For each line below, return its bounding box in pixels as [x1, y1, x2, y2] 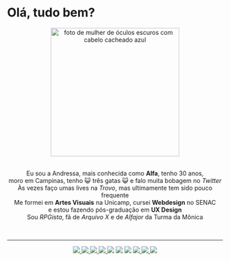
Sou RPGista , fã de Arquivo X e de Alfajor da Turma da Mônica [27, 212, 203, 221]
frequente [101, 190, 129, 199]
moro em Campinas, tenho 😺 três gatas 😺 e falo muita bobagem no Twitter [8, 176, 222, 184]
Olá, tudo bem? [7, 5, 96, 21]
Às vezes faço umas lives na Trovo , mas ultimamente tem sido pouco [17, 184, 213, 192]
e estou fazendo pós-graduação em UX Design [48, 206, 182, 214]
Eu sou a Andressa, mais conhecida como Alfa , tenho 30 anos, [26, 169, 204, 177]
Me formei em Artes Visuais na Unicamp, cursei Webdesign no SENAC [14, 198, 216, 206]
